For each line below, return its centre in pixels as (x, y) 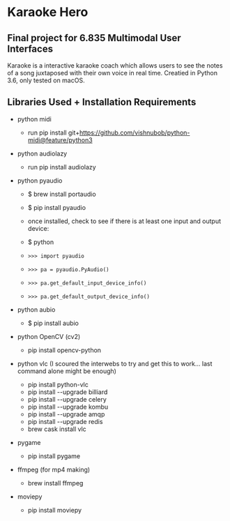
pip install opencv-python (64, 350)
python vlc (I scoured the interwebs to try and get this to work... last (115, 363)
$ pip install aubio (53, 323)
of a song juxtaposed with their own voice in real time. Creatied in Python (113, 73)
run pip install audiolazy (62, 167)
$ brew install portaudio (62, 194)
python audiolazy (42, 153)
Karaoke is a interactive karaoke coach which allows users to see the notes (115, 66)
